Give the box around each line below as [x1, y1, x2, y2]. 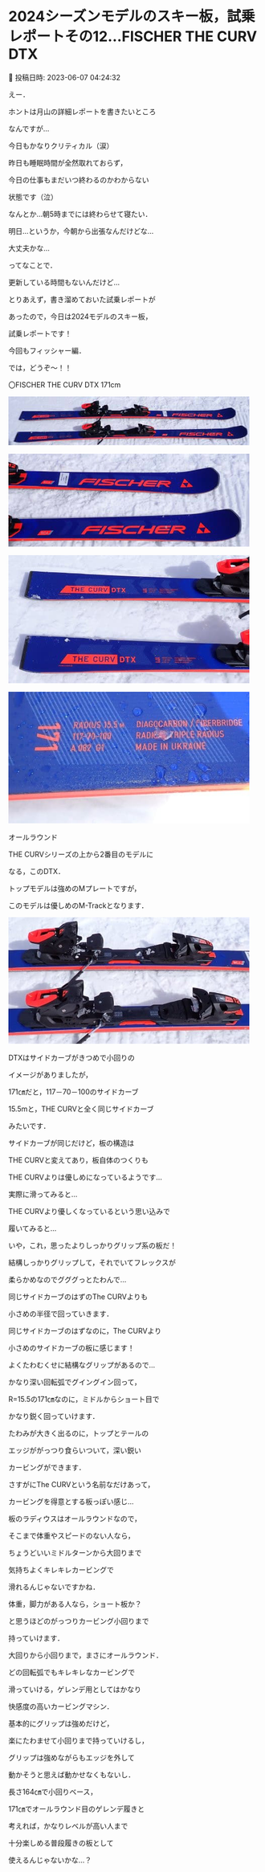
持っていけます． [8, 1633, 64, 1643]
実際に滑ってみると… [8, 1189, 78, 1199]
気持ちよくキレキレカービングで [8, 1564, 114, 1575]
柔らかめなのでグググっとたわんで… [8, 1274, 127, 1284]
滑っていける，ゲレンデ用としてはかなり [8, 1684, 142, 1694]
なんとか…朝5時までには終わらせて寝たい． [8, 209, 153, 219]
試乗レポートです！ [8, 329, 72, 338]
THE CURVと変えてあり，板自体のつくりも [8, 1155, 149, 1165]
